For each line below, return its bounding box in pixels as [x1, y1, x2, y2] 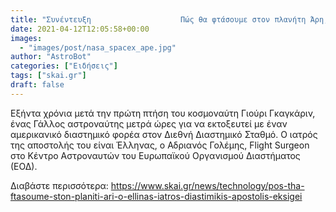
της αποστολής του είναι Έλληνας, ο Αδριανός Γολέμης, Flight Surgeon [10, 139, 310, 151]
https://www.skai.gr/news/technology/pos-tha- [110, 179, 305, 191]
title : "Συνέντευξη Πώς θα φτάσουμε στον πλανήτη [10, 14, 307, 25]
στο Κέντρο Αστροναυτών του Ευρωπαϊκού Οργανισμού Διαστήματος [10, 149, 301, 161]
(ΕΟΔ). [10, 160, 38, 172]
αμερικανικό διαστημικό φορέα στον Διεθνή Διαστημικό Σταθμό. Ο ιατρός [10, 128, 318, 140]
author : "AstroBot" [10, 52, 92, 62]
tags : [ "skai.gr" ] [10, 71, 87, 81]
